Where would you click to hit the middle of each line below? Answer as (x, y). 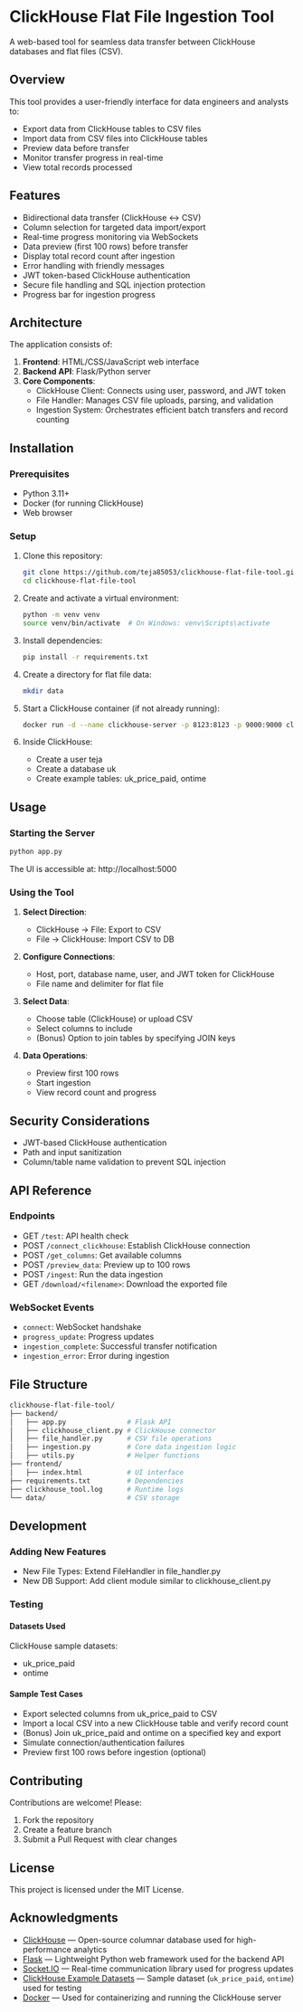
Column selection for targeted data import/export (114, 227)
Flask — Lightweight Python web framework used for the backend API (153, 1959)
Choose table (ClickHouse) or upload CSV (114, 1019)
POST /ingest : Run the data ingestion (93, 1274)
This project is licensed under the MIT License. (97, 1890)
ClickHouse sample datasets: (64, 1646)
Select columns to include (84, 1029)
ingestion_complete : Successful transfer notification (119, 1346)
